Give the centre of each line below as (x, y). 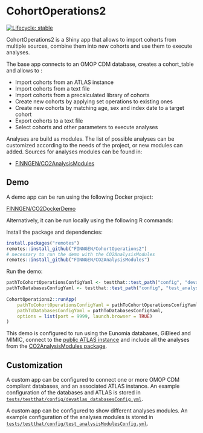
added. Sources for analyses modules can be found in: (74, 152)
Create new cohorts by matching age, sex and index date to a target (99, 107)
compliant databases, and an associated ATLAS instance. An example (93, 386)
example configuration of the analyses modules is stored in (80, 417)
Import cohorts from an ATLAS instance (64, 82)
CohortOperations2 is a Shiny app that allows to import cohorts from (91, 39)
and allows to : (24, 70)
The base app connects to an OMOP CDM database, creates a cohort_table (100, 64)
